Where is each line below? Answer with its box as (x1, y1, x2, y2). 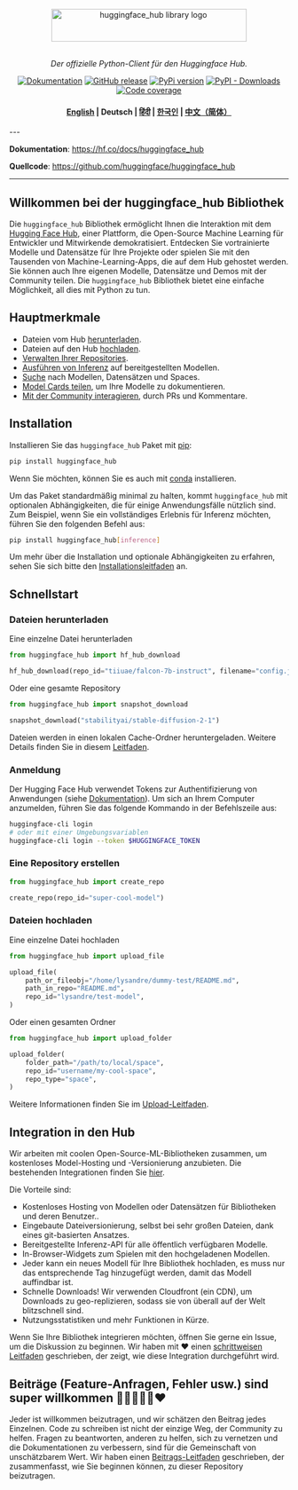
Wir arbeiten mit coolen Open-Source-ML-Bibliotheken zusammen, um (9, 1148, 268, 1159)
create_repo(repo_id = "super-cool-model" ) (9, 893, 165, 903)
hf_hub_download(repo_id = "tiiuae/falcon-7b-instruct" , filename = (9, 666, 255, 675)
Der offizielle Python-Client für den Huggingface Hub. (50, 59, 248, 68)
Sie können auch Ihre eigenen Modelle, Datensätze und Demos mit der (9, 266, 268, 277)
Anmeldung (9, 763, 61, 776)
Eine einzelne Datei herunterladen (9, 634, 133, 644)
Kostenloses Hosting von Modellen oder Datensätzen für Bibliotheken (21, 1202, 277, 1212)
